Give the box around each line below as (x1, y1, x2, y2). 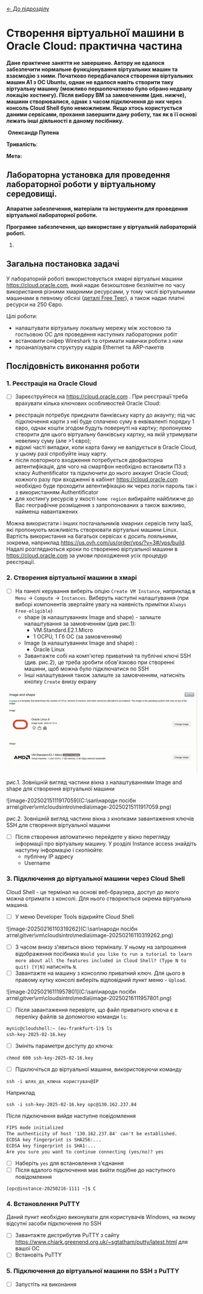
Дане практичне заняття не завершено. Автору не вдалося (6, 59, 165, 66)
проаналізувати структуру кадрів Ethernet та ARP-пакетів (15, 343, 164, 351)
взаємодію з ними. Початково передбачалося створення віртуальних (6, 72, 193, 79)
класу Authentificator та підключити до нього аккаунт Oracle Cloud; (15, 469, 189, 477)
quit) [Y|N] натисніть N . (15, 963, 78, 970)
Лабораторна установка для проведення (6, 170, 170, 181)
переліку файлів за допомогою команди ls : (15, 1013, 128, 1020)
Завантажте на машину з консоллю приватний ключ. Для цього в (15, 969, 185, 977)
